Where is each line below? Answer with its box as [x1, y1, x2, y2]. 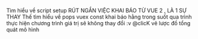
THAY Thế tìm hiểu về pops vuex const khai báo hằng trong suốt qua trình [6, 13, 192, 20]
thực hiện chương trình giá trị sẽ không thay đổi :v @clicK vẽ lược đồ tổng [6, 20, 191, 26]
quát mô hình [6, 26, 40, 33]
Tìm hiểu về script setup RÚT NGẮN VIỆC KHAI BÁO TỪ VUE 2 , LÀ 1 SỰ [6, 7, 187, 14]
